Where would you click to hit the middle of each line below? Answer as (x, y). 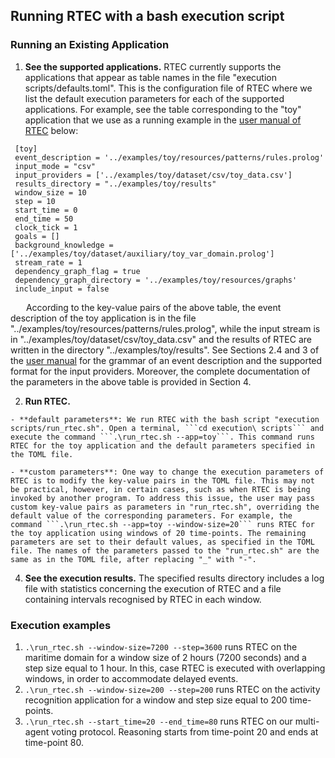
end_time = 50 (44, 219)
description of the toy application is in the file (103, 318)
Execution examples (61, 625)
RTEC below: (51, 130)
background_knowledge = (64, 245)
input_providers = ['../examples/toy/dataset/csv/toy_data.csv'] (153, 175)
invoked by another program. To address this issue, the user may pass (162, 498)
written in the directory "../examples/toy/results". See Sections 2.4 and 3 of (165, 350)
